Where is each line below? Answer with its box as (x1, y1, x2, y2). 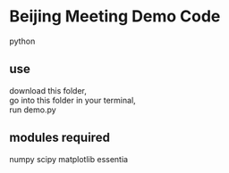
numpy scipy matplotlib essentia (9, 153, 128, 164)
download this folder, (9, 85, 88, 95)
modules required (9, 130, 110, 145)
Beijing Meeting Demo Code (9, 6, 221, 27)
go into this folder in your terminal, (9, 95, 136, 105)
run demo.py (9, 104, 56, 115)
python (9, 36, 36, 46)
